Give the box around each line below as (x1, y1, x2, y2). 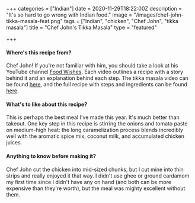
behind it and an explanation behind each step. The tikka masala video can (6, 75, 188, 82)
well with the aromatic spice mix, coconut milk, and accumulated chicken (6, 133, 185, 140)
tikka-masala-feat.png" (6, 18, 63, 24)
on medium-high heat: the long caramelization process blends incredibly (6, 127, 184, 134)
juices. (6, 139, 23, 146)
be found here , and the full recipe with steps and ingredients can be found (6, 81, 188, 88)
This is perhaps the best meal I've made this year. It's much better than (6, 114, 180, 121)
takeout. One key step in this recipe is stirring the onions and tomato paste (6, 120, 188, 127)
